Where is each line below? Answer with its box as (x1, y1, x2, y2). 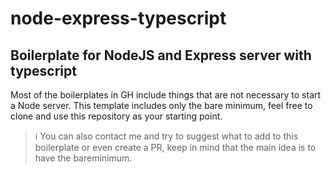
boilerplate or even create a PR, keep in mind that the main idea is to (34, 142, 317, 153)
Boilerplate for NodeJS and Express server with (10, 47, 312, 64)
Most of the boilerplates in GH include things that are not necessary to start (10, 89, 322, 101)
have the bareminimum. (34, 152, 133, 164)
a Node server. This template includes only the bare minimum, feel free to (10, 100, 313, 111)
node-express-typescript (10, 7, 227, 30)
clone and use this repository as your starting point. (10, 110, 223, 122)
